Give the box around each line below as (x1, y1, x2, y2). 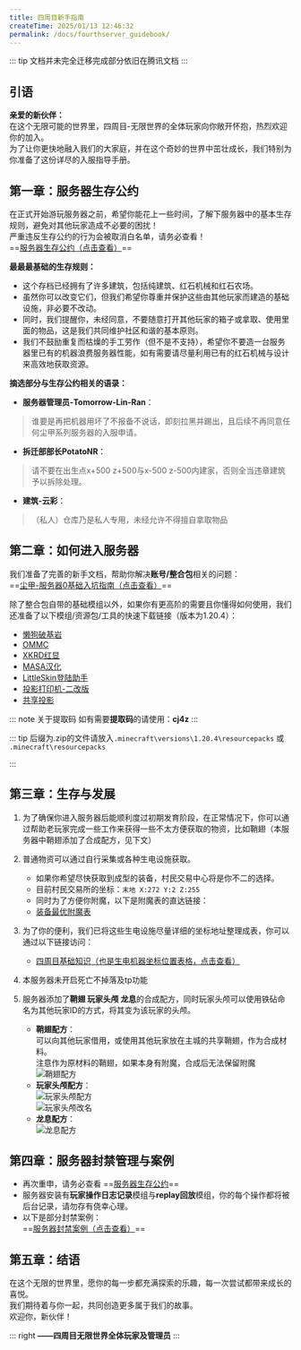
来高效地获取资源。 (21, 359, 94, 369)
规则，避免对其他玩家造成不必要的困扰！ (9, 220, 159, 230)
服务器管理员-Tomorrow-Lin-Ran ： (21, 397, 154, 408)
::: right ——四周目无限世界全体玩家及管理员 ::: (9, 1330, 181, 1341)
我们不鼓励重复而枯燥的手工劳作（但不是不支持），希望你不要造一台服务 (21, 337, 286, 347)
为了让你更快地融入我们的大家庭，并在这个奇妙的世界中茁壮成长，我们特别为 (9, 143, 292, 154)
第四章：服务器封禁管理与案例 (9, 1153, 175, 1169)
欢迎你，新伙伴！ (9, 1311, 73, 1322)
